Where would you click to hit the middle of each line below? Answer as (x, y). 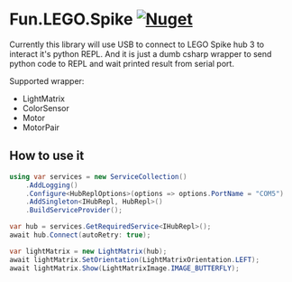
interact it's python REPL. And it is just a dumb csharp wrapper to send (141, 53)
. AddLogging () (52, 185)
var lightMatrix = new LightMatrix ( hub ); (88, 251)
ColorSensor (46, 108)
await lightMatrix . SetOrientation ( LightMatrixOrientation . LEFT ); (134, 259)
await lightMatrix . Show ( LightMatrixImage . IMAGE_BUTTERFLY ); (125, 268)
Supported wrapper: (47, 80)
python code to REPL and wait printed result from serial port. (122, 63)
